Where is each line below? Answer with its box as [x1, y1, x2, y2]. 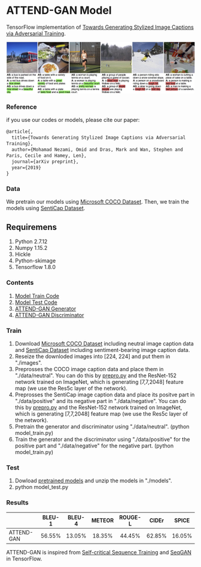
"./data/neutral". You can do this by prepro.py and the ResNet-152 [14, 372, 177, 379]
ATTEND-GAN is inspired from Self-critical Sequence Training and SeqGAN [6, 548, 191, 556]
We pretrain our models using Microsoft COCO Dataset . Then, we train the [6, 198, 190, 205]
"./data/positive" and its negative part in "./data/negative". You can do [14, 397, 187, 404]
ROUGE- [119, 514, 142, 521]
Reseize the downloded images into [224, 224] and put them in [14, 353, 170, 360]
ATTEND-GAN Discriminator [14, 311, 84, 318]
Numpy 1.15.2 [14, 244, 48, 252]
